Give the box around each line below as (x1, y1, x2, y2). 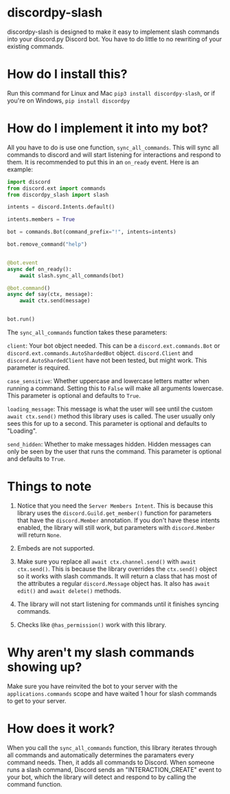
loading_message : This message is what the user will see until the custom (7, 405, 213, 414)
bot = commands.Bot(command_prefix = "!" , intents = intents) (7, 228, 176, 235)
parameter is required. (7, 363, 70, 372)
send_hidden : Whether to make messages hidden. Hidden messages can (7, 440, 211, 449)
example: (7, 165, 33, 173)
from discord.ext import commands (7, 184, 106, 192)
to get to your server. (7, 696, 67, 705)
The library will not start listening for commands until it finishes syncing (16, 600, 220, 608)
